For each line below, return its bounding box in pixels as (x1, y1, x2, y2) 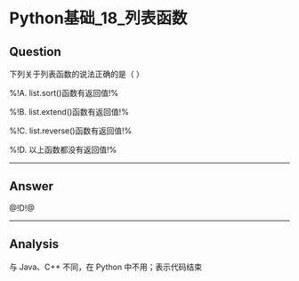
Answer (9, 179, 54, 194)
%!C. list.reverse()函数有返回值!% (9, 125, 133, 136)
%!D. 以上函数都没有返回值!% (9, 144, 117, 155)
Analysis (9, 237, 60, 252)
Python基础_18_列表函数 (9, 8, 188, 28)
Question (9, 44, 61, 59)
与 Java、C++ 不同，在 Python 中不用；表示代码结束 (9, 261, 203, 272)
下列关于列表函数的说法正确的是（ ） (9, 68, 144, 79)
